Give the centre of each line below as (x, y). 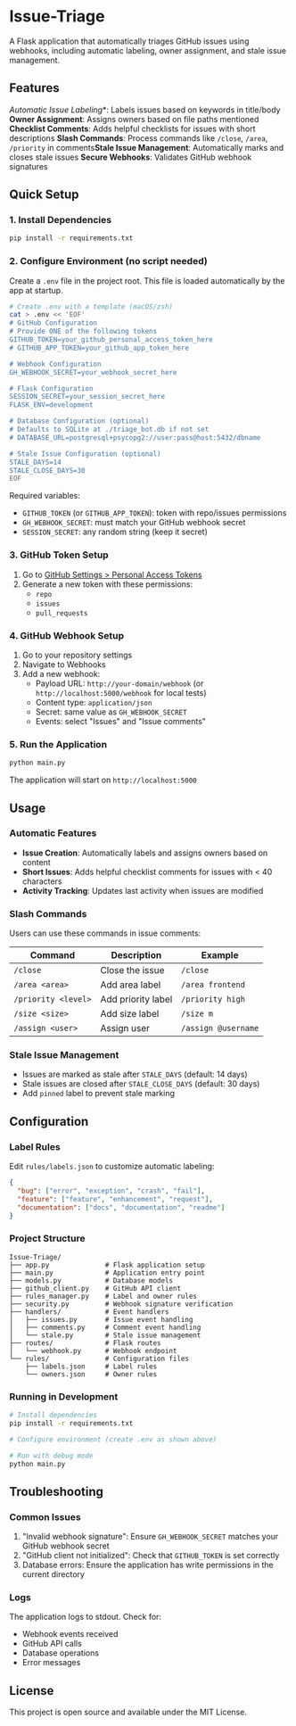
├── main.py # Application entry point (107, 1273)
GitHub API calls (52, 1644)
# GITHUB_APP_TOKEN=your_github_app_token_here (99, 348)
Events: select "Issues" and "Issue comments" (121, 721)
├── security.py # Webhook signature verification (121, 1304)
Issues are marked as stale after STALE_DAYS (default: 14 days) (135, 1074)
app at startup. (37, 290)
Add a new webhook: (61, 673)
